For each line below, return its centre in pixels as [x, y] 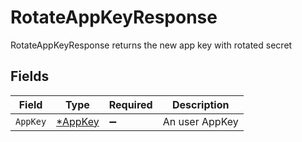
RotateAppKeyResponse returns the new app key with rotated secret [151, 45]
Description [201, 104]
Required [130, 104]
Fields [30, 76]
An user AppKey [200, 121]
